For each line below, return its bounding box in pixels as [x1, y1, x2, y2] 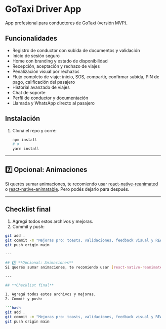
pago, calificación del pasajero [12, 79, 75, 85]
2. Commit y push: [5, 296, 43, 301]
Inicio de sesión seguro [12, 53, 60, 58]
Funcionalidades [5, 34, 58, 43]
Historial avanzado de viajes [12, 84, 70, 90]
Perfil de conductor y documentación [12, 95, 88, 101]
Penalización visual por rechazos [12, 68, 80, 74]
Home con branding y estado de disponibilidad [12, 58, 108, 64]
